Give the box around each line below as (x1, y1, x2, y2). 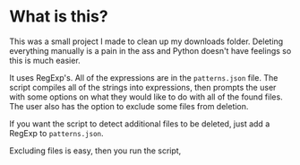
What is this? (9, 6, 109, 27)
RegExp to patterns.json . (9, 127, 105, 138)
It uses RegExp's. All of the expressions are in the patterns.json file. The (9, 72, 279, 82)
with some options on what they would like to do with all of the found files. (9, 91, 284, 102)
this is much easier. (9, 55, 81, 65)
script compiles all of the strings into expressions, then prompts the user (9, 82, 277, 92)
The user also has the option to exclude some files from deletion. (9, 100, 249, 111)
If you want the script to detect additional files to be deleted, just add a (9, 118, 270, 129)
